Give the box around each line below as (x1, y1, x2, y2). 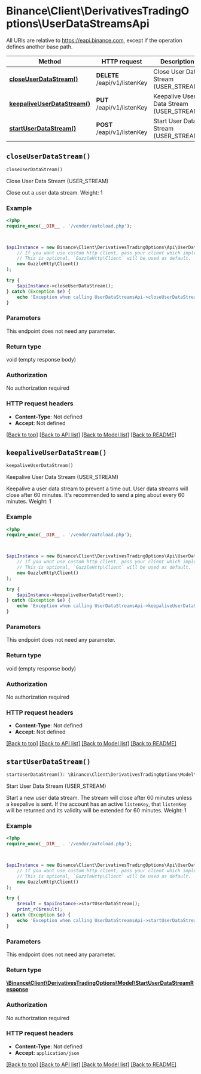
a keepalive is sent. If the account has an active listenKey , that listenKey (6, 800, 187, 808)
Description (160, 57, 194, 65)
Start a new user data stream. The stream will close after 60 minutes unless (6, 794, 193, 801)
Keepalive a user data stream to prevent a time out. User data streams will (6, 485, 188, 492)
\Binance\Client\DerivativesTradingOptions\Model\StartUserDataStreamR (6, 979, 194, 987)
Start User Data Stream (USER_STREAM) (6, 782, 106, 790)
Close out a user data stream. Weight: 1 (6, 189, 103, 196)
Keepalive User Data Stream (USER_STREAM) (6, 474, 118, 481)
